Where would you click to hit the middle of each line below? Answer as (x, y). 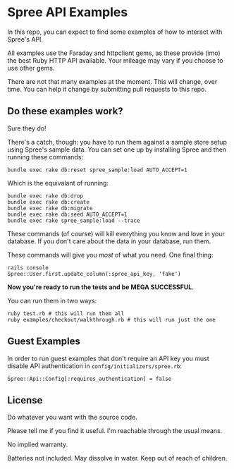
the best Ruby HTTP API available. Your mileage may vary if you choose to (115, 60)
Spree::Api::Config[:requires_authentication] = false (90, 379)
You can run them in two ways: (52, 300)
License (25, 400)
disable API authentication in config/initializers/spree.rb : (94, 366)
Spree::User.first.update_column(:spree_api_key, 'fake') (94, 274)
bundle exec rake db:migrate (50, 208)
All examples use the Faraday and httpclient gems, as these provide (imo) (114, 53)
